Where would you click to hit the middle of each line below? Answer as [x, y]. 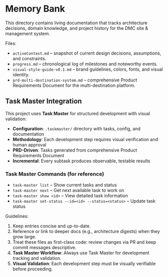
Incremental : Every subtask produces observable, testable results [81, 161]
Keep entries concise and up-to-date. [51, 226]
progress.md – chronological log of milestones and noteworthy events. [85, 64]
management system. [28, 33]
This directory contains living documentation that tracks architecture [76, 23]
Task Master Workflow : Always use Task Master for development [81, 253]
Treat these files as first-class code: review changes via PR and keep [84, 242]
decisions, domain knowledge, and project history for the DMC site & [77, 28]
